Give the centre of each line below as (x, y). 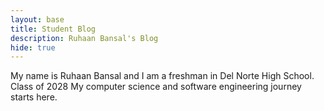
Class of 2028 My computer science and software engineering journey (156, 87)
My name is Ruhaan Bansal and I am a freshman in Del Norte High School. (162, 76)
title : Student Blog (53, 29)
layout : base (37, 19)
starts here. (34, 97)
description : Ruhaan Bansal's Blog (84, 38)
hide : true (33, 47)
